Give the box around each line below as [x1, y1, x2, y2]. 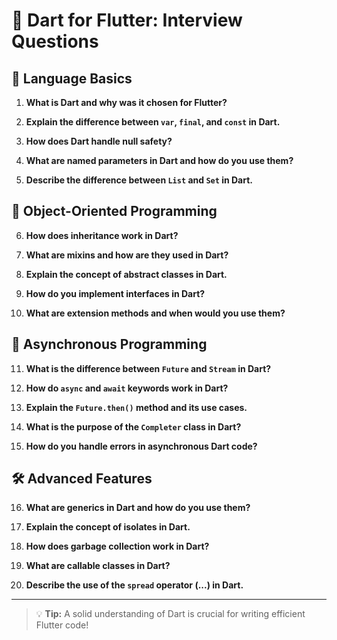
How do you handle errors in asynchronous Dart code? [25, 440, 258, 452]
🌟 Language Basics [11, 70, 133, 87]
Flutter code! [35, 619, 89, 631]
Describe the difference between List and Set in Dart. [25, 174, 254, 186]
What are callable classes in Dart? [25, 560, 171, 572]
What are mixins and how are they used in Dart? [25, 249, 229, 261]
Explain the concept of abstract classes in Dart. [25, 268, 228, 280]
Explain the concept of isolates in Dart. [25, 521, 191, 533]
